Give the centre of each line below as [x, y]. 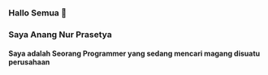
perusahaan [29, 62]
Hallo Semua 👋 [38, 13]
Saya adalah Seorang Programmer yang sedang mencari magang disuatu [134, 54]
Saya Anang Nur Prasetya [60, 34]
